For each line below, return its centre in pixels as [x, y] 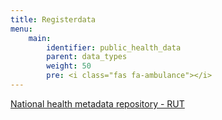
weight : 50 [69, 66]
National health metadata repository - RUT [97, 103]
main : [40, 38]
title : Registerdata [53, 19]
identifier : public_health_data [114, 47]
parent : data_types [87, 57]
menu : [21, 29]
